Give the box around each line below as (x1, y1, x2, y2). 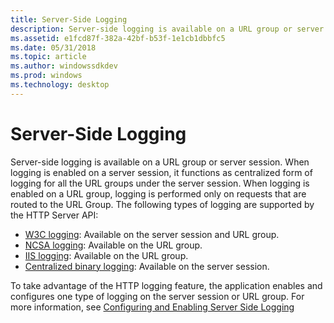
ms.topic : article (10, 52, 87, 62)
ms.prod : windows (10, 71, 83, 81)
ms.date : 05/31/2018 (10, 42, 97, 53)
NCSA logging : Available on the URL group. (24, 239, 203, 251)
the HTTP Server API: (10, 209, 99, 221)
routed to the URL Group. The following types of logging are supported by (10, 198, 315, 210)
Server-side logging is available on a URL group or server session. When (10, 156, 310, 168)
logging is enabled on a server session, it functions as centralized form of (10, 166, 313, 178)
